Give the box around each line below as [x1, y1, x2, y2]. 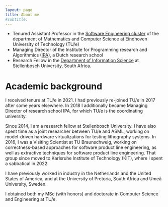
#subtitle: [5, 17, 28, 22]
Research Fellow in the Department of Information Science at [12, 58, 139, 64]
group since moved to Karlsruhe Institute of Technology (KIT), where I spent [5, 155, 163, 162]
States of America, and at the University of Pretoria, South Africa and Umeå [5, 176, 162, 182]
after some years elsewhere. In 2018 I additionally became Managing [5, 102, 148, 109]
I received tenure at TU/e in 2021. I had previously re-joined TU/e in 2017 [5, 97, 155, 103]
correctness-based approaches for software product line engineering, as [5, 144, 157, 150]
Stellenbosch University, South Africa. [12, 63, 92, 69]
